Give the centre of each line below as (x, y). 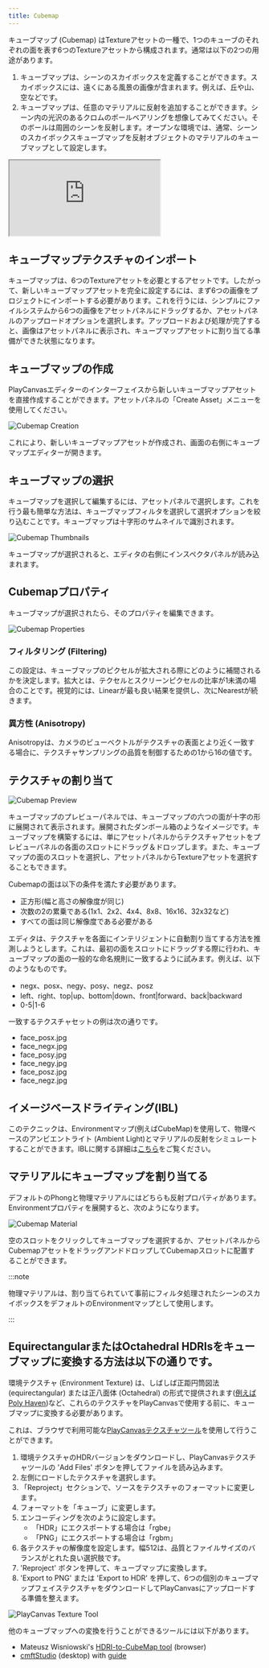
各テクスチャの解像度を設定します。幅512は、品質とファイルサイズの (134, 1547)
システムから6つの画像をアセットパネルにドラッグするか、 (119, 311)
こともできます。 (43, 867)
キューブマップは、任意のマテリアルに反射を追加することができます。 (135, 107)
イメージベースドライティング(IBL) (94, 1108)
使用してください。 (40, 410)
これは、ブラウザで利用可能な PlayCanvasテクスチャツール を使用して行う (130, 1430)
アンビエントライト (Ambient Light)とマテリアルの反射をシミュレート (144, 1139)
